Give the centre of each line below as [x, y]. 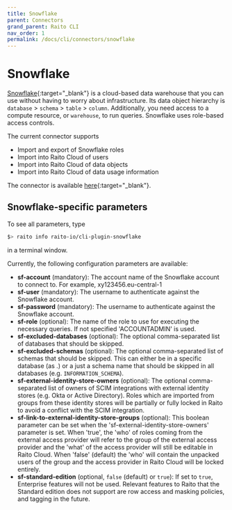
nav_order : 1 [26, 33]
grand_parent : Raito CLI [43, 26]
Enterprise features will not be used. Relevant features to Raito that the [118, 484]
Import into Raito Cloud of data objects [73, 165]
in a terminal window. [38, 250]
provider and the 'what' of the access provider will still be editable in [115, 447]
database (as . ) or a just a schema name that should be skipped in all [116, 365]
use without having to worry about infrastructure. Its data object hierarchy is [116, 101]
